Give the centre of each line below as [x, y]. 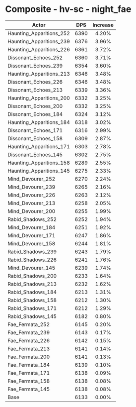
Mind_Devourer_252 [32, 179]
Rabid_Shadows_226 [32, 260]
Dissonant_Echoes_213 [35, 90]
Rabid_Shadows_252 [32, 219]
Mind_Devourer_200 [32, 211]
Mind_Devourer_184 [32, 227]
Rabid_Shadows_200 [32, 276]
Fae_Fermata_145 [29, 389]
